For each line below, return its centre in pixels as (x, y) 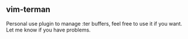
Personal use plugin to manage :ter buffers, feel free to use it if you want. (94, 23)
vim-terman (28, 10)
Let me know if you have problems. (48, 30)
